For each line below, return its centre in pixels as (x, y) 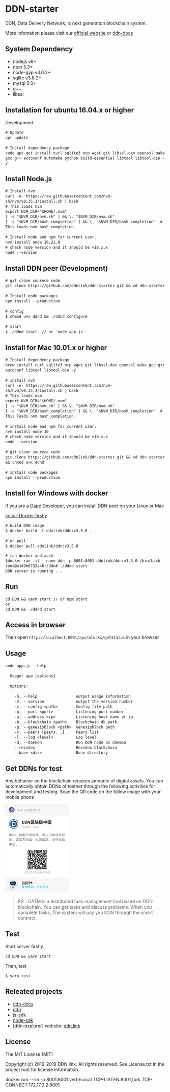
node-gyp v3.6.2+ (32, 72)
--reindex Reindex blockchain (66, 748)
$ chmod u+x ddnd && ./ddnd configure (46, 317)
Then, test (16, 966)
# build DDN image (25, 526)
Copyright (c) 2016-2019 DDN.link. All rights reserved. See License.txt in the (85, 1064)
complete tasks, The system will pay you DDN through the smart (85, 913)
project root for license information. (42, 1069)
